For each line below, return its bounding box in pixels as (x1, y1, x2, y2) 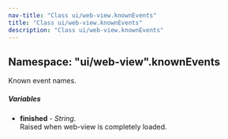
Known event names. (8, 76, 77, 86)
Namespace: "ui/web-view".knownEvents (8, 55, 221, 68)
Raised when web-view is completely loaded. (19, 123, 167, 132)
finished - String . (19, 114, 77, 123)
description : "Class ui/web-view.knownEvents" (8, 26, 164, 34)
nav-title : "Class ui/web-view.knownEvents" (8, 11, 157, 20)
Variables (8, 93, 41, 103)
